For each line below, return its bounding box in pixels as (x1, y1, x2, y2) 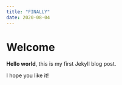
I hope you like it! (6, 72, 49, 79)
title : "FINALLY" (6, 8, 50, 15)
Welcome (6, 40, 55, 54)
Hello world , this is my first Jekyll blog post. (6, 60, 117, 68)
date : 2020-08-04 (6, 14, 50, 20)
